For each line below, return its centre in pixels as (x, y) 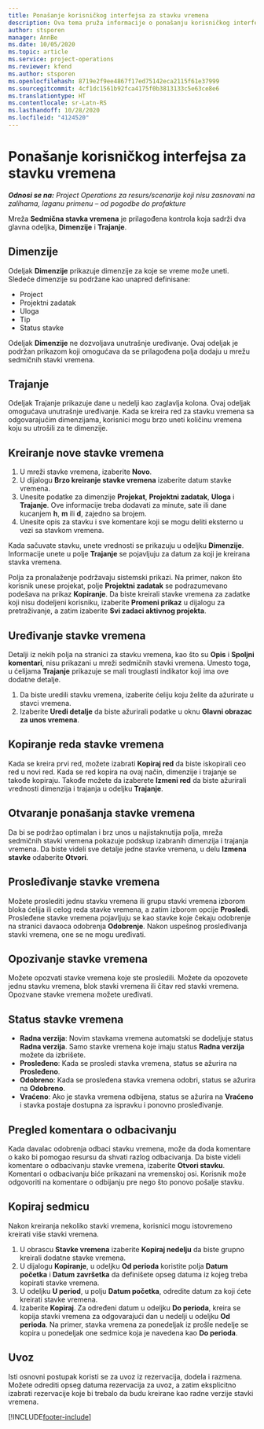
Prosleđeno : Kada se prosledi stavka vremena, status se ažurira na (128, 1063)
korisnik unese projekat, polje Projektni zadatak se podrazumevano (118, 586)
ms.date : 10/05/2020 (42, 45)
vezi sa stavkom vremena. (62, 531)
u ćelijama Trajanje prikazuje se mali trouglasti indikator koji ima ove (119, 671)
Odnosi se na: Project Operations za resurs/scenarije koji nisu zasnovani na (132, 195)
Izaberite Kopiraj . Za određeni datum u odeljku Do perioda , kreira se (130, 1308)
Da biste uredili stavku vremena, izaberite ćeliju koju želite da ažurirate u (136, 695)
